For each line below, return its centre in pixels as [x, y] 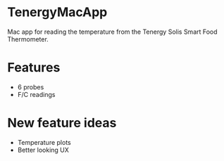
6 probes [31, 87]
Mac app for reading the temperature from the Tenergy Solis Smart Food [112, 32]
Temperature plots [44, 142]
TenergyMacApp [57, 12]
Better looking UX [43, 150]
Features [34, 68]
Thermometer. [28, 39]
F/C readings [36, 94]
